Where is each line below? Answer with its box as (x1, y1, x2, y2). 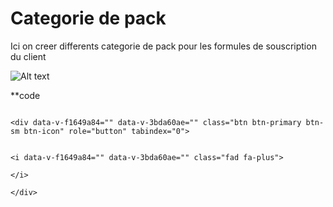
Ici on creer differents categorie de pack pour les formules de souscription (10, 40, 317, 52)
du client (10, 50, 47, 62)
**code (10, 89, 41, 101)
